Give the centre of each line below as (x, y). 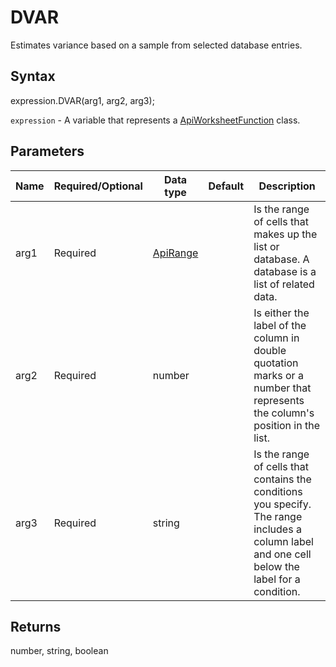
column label (283, 541)
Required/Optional (98, 186)
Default (226, 186)
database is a (285, 271)
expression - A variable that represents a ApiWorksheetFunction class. (155, 120)
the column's (284, 413)
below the (276, 566)
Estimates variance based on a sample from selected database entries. (156, 45)
